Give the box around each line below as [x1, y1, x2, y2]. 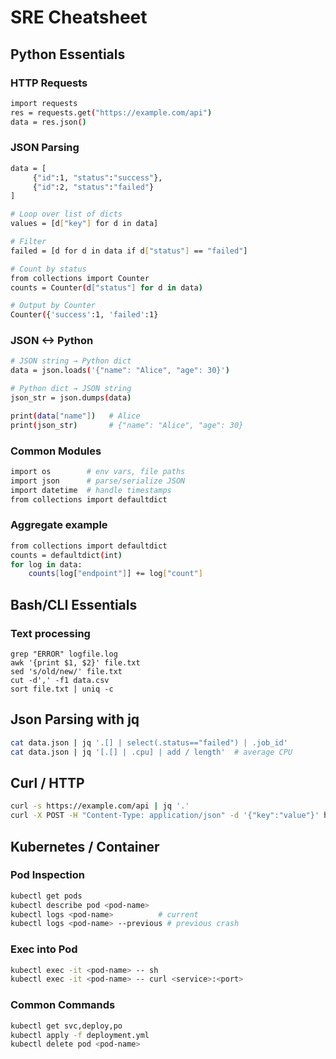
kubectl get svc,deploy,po [10, 1021, 123, 1031]
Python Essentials [10, 46, 126, 63]
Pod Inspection [10, 868, 85, 882]
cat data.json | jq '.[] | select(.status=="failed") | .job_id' [10, 737, 288, 748]
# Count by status [10, 264, 87, 274]
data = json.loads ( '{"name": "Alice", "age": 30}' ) [10, 366, 230, 376]
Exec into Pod [10, 942, 78, 956]
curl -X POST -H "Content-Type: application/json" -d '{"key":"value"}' [10, 811, 320, 821]
